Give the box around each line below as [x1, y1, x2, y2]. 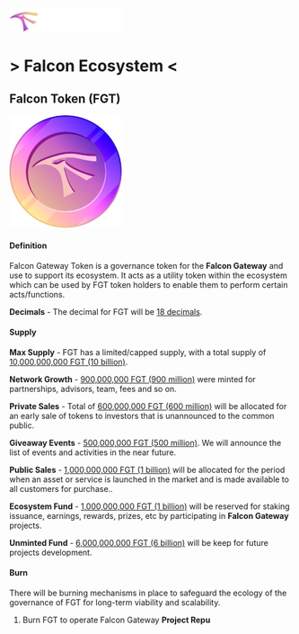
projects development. [9, 547, 92, 558]
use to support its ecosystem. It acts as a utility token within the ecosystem [9, 270, 287, 281]
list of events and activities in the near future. [9, 447, 177, 458]
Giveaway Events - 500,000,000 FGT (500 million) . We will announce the [9, 437, 282, 448]
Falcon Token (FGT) [9, 91, 121, 106]
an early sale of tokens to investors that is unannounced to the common [9, 410, 275, 421]
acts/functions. [9, 289, 66, 299]
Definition [9, 240, 48, 251]
